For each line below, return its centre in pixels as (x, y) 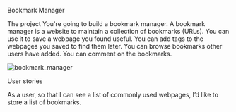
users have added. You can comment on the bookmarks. (90, 54)
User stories (25, 81)
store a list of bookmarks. (45, 102)
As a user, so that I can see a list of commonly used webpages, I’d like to (113, 95)
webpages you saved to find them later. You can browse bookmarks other (115, 46)
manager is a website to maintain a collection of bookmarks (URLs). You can (118, 31)
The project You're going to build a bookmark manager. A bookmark (106, 24)
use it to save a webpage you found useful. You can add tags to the (105, 39)
